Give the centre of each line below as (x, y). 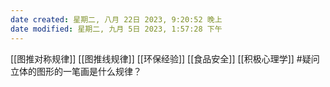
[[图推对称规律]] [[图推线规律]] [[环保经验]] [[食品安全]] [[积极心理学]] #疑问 (165, 58)
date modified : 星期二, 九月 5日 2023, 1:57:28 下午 (116, 29)
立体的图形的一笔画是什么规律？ (76, 71)
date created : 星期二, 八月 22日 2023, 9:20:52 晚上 (116, 19)
